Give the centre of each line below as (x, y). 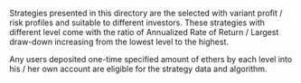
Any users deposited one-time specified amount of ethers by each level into (151, 59)
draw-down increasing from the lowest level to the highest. (119, 41)
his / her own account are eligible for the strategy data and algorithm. (138, 69)
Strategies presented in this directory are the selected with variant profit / (146, 13)
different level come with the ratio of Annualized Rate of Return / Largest (144, 32)
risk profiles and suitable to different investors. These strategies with (137, 23)
